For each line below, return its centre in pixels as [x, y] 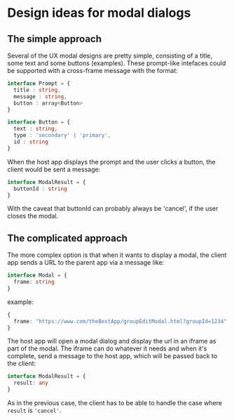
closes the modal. [33, 216]
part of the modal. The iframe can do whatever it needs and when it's [107, 348]
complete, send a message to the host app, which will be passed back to [112, 356]
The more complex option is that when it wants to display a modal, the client [117, 255]
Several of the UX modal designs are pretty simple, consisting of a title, [110, 55]
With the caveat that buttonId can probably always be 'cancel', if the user [113, 209]
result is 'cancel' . [34, 411]
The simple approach [55, 39]
